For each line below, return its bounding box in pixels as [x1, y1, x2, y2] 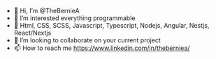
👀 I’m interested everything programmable [13, 14, 136, 22]
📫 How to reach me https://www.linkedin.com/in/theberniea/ [13, 44, 190, 52]
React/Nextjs [13, 28, 52, 37]
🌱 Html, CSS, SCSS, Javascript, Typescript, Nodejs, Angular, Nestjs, [13, 22, 210, 29]
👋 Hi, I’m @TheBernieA [13, 7, 80, 15]
